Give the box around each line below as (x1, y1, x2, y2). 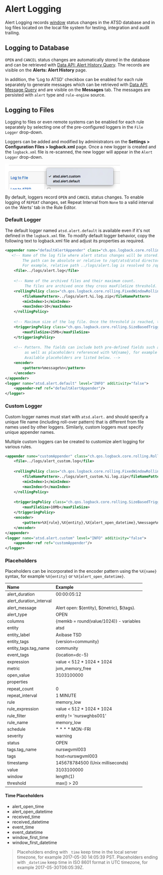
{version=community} (55, 638, 99, 644)
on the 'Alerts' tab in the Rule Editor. (5, 204, 77, 210)
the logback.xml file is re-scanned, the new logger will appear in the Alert (5, 149, 153, 155)
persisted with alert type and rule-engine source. (5, 92, 106, 98)
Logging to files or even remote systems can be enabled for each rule (5, 119, 145, 125)
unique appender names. (5, 429, 55, 435)
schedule (7, 726, 26, 732)
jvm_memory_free (55, 665, 91, 671)
